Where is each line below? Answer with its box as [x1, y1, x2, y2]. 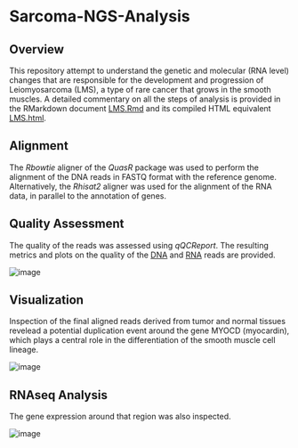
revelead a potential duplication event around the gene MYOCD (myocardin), [9, 325, 290, 336]
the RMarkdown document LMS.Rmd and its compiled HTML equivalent [9, 103, 271, 113]
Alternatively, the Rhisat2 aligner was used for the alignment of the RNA [9, 181, 273, 191]
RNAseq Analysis [9, 387, 109, 403]
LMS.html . [9, 113, 47, 123]
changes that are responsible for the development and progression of [9, 75, 264, 86]
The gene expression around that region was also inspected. [9, 411, 231, 422]
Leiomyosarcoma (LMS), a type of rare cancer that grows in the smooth [9, 85, 271, 94]
